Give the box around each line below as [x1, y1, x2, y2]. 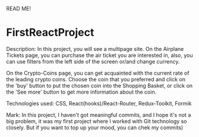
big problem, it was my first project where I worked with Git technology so [6, 117, 187, 125]
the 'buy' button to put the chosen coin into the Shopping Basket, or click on [6, 82, 193, 89]
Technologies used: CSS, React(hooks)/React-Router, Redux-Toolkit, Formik [6, 100, 192, 107]
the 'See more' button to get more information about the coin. [6, 88, 157, 95]
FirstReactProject [6, 26, 94, 39]
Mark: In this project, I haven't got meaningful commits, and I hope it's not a [6, 111, 191, 118]
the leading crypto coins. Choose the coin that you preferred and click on [6, 75, 186, 82]
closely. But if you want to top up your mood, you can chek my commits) [6, 124, 184, 131]
